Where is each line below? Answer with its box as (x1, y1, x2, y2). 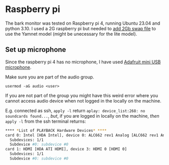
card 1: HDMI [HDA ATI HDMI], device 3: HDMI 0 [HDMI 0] (5, 147, 127, 152)
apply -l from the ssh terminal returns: (5, 118, 87, 124)
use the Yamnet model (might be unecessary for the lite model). (5, 31, 137, 37)
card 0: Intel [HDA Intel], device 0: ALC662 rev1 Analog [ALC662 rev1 (5, 132, 158, 138)
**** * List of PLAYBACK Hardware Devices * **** (5, 128, 107, 133)
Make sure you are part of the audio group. (5, 74, 95, 80)
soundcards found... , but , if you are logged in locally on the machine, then (5, 113, 159, 119)
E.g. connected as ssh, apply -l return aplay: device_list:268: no (5, 107, 145, 114)
